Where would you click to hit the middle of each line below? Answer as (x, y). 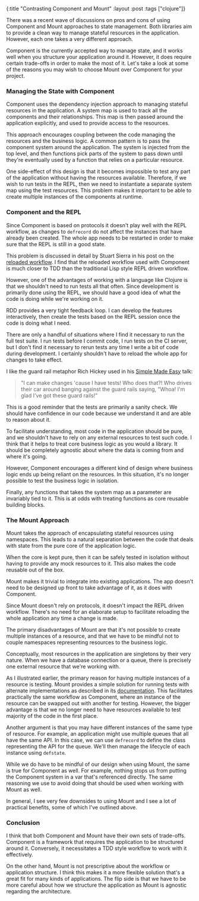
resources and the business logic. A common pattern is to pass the (88, 141)
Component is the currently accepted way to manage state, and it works (94, 51)
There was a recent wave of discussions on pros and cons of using (88, 20)
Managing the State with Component (60, 91)
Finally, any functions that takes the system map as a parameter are (89, 492)
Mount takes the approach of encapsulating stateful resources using (90, 533)
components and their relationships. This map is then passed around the (95, 117)
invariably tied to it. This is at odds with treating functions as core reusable (97, 498)
